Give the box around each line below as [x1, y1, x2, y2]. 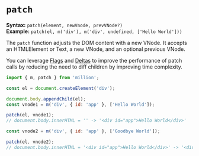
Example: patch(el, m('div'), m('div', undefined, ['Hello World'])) [6, 28, 182, 35]
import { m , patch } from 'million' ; [6, 74, 99, 80]
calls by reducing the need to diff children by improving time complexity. [6, 63, 182, 70]
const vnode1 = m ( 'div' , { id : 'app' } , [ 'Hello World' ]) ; [6, 102, 155, 108]
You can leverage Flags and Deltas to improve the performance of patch [6, 57, 182, 64]
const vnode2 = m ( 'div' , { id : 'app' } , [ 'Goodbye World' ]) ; [6, 128, 161, 134]
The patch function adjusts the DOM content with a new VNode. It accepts [6, 39, 188, 46]
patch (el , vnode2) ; [6, 139, 54, 145]
